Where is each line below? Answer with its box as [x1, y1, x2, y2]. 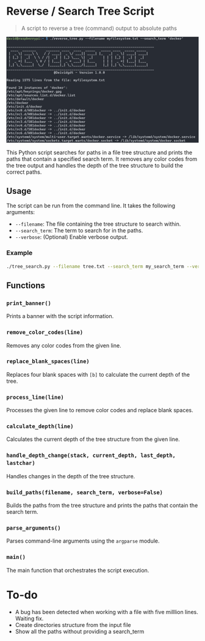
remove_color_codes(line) [6, 329, 84, 336]
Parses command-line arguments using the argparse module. [6, 537, 160, 545]
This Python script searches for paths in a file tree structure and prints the [6, 149, 193, 156]
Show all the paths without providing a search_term [15, 628, 145, 635]
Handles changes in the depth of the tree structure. [6, 472, 135, 480]
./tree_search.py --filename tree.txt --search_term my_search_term [6, 263, 184, 270]
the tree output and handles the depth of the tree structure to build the [6, 161, 183, 169]
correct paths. [6, 168, 42, 176]
